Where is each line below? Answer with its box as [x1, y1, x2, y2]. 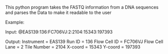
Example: [5, 19, 25, 25]
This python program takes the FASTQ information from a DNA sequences [5, 4, 159, 10]
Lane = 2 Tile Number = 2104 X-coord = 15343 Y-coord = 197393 [5, 44, 141, 49]
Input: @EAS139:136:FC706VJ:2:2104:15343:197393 [5, 29, 113, 34]
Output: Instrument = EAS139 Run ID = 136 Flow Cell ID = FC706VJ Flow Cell [5, 38, 163, 44]
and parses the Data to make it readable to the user [5, 9, 112, 15]
